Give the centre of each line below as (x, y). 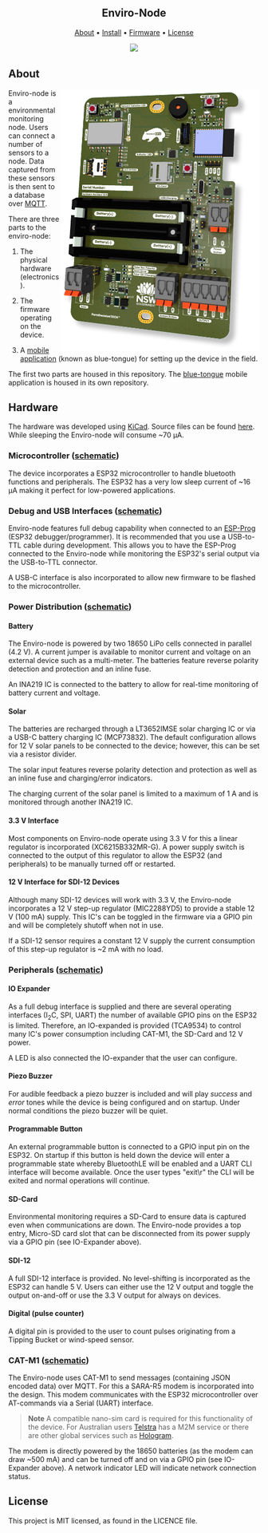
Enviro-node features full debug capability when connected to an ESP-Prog (132, 528)
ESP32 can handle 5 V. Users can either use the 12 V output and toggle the (131, 1286)
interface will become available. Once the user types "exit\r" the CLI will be (132, 1172)
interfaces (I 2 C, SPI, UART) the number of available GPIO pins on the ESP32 (133, 1015)
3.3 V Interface (34, 820)
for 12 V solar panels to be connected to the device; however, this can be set (134, 746)
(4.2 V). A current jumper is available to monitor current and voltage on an (130, 652)
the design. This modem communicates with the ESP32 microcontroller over (133, 1395)
